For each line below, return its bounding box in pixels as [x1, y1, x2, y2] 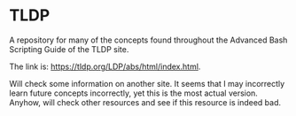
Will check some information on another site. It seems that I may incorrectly [9, 78, 285, 89]
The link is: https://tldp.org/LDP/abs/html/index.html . [9, 61, 201, 72]
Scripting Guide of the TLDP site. [9, 43, 129, 54]
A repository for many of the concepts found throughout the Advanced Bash [9, 35, 288, 45]
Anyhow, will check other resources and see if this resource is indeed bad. [9, 97, 282, 107]
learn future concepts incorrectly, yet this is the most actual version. [9, 88, 259, 98]
